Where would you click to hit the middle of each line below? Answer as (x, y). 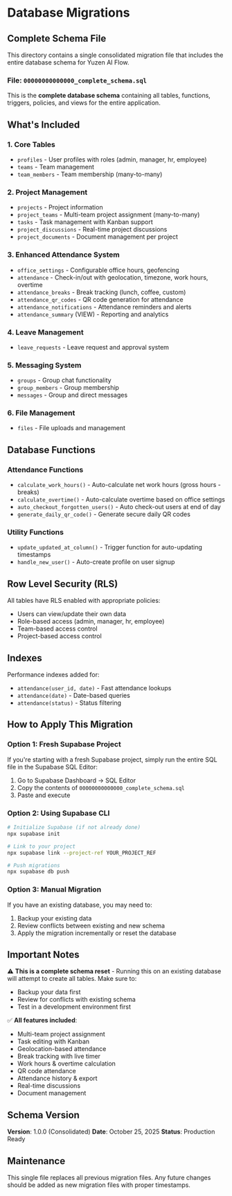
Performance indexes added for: (53, 675)
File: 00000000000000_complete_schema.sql (77, 80)
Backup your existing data (54, 918)
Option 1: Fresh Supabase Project (64, 744)
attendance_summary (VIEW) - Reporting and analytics (93, 314)
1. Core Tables (31, 144)
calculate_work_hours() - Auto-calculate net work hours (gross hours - (119, 485)
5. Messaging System (44, 365)
